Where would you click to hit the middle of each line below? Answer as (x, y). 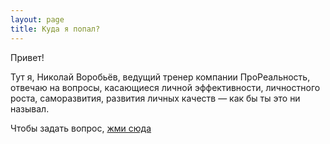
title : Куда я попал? (55, 29)
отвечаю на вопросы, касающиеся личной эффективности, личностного (165, 87)
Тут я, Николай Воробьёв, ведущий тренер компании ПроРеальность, (160, 77)
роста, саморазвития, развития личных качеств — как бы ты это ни (155, 98)
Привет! (27, 57)
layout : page (37, 19)
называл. (30, 108)
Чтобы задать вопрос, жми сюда (81, 128)
